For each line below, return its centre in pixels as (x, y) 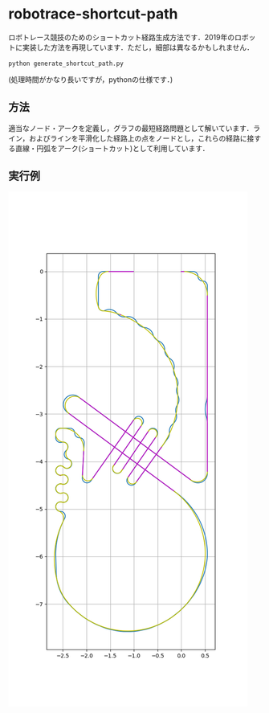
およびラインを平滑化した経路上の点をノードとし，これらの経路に (138, 138)
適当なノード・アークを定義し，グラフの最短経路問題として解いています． (131, 128)
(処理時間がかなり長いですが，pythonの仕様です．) (91, 79)
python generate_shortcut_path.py (66, 64)
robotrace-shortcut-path (93, 14)
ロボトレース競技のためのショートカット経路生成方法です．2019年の (122, 37)
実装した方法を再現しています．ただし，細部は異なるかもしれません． (138, 47)
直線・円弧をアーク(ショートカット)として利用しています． (112, 148)
